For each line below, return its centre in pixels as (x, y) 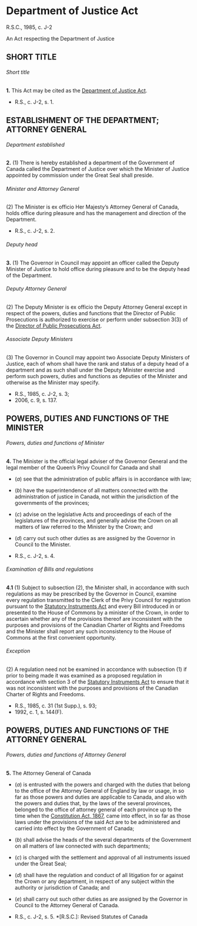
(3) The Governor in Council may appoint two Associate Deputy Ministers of (98, 357)
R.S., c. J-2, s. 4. (35, 555)
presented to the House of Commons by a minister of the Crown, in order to (98, 612)
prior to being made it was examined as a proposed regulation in (84, 675)
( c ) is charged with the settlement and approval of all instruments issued (102, 857)
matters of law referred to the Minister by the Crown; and (84, 527)
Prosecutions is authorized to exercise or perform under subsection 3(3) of (97, 319)
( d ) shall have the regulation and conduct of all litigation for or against (99, 875)
